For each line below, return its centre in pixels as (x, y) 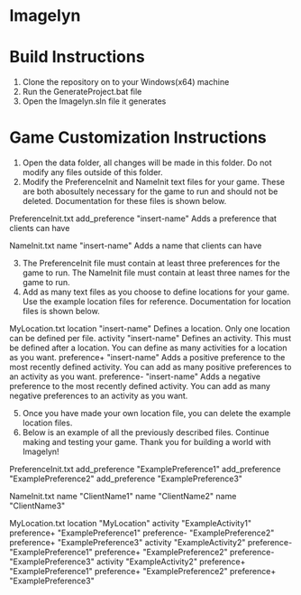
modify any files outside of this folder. (92, 172)
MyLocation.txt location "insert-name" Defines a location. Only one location (150, 329)
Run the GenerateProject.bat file (82, 92)
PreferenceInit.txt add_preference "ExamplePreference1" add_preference (145, 469)
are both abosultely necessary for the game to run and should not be (150, 191)
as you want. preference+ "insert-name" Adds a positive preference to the (147, 358)
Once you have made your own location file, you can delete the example (156, 414)
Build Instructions (78, 57)
